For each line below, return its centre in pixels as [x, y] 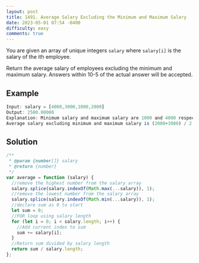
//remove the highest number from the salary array [77, 183]
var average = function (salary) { [50, 177]
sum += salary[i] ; [39, 232]
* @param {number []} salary [43, 161]
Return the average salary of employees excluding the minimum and [89, 68]
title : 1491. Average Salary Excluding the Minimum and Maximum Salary [96, 17]
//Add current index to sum [51, 227]
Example [23, 93]
